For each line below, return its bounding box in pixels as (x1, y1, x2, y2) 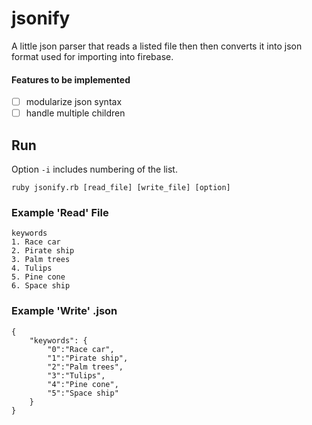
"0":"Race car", (47, 344, 115, 354)
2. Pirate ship (11, 246, 75, 256)
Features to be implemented (11, 73, 131, 86)
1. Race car (11, 237, 61, 247)
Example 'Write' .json (11, 304, 118, 318)
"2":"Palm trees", (47, 362, 124, 372)
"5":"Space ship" (47, 388, 119, 398)
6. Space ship (11, 281, 71, 291)
